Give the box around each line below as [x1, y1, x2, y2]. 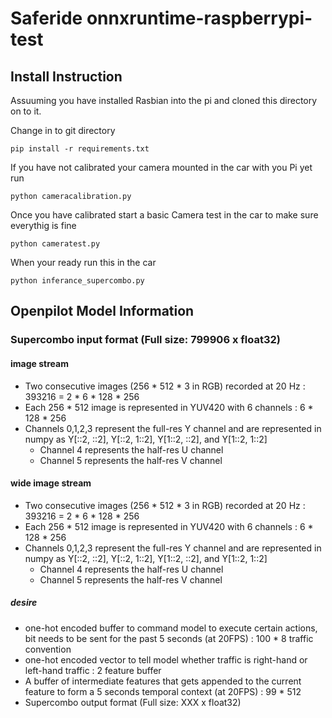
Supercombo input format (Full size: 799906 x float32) [10, 333, 281, 347]
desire [10, 597, 38, 609]
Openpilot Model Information [10, 303, 195, 320]
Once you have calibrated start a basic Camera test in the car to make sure [10, 209, 319, 221]
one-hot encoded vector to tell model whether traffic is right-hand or [24, 653, 308, 666]
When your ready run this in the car [10, 257, 157, 268]
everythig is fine [10, 220, 77, 231]
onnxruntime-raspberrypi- [86, 7, 313, 30]
